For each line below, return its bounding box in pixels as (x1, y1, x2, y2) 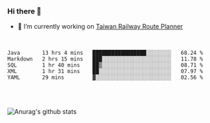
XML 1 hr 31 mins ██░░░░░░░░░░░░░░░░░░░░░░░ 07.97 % (7, 68, 203, 75)
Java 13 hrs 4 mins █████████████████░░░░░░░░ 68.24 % (7, 49, 203, 57)
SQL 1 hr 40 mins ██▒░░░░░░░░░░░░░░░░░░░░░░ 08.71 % (7, 62, 203, 69)
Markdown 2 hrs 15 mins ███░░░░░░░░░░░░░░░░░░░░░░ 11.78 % (7, 56, 203, 63)
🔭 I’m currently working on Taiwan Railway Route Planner (17, 22, 183, 31)
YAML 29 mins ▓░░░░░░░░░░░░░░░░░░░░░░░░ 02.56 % (7, 74, 203, 82)
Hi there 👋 (7, 6, 42, 16)
